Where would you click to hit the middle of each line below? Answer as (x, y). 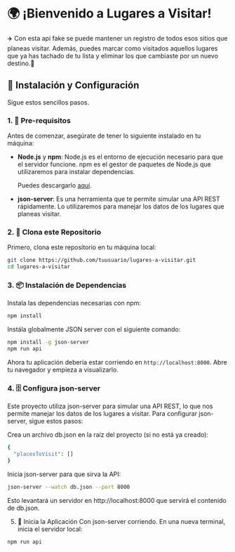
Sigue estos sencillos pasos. (48, 102)
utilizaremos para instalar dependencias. (76, 172)
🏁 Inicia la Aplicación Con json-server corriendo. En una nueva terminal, (121, 521)
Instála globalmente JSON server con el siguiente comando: (94, 329)
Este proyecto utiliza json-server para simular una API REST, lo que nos (110, 406)
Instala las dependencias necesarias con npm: (74, 303)
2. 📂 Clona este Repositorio (54, 232)
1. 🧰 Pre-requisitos (39, 120)
